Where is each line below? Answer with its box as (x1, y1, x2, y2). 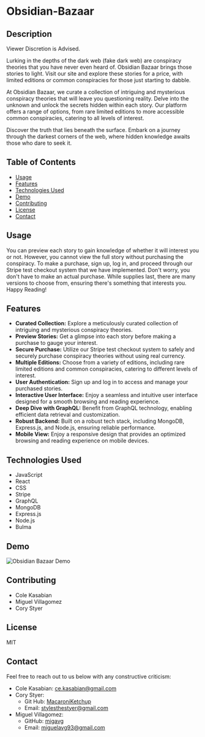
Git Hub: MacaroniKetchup (24, 698, 92, 705)
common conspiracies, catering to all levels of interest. (6, 115, 144, 122)
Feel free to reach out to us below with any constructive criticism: (6, 673, 171, 680)
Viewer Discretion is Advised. (6, 45, 81, 52)
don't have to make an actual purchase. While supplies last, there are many (6, 272, 196, 280)
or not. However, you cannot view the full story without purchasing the (6, 253, 184, 260)
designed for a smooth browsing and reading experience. (15, 398, 160, 406)
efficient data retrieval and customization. (15, 411, 121, 419)
